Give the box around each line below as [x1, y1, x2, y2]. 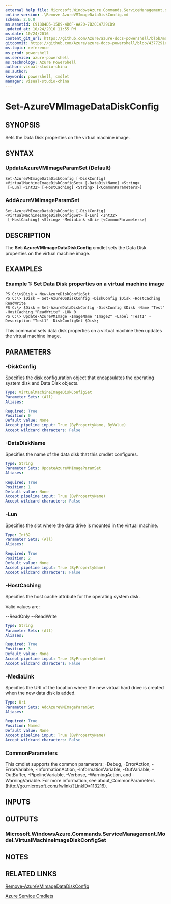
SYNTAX [5, 149, 34, 158]
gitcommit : [5, 41, 28, 46]
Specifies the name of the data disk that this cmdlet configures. [5, 451, 138, 457]
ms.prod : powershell [5, 50, 49, 55]
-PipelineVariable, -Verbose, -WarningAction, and [27, 772, 131, 778]
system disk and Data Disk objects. [5, 380, 79, 386]
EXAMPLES [5, 265, 42, 273]
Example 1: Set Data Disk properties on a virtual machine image [5, 280, 164, 287]
